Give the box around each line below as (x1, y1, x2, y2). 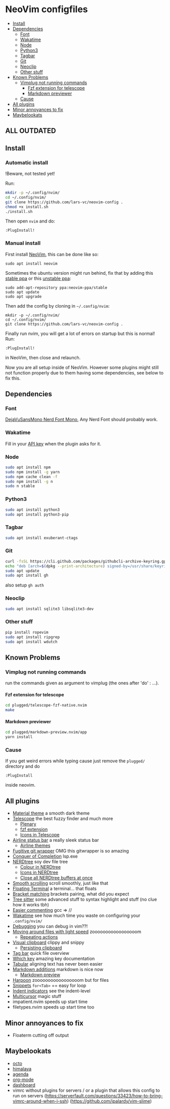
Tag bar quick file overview (12, 950, 69, 956)
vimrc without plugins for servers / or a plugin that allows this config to (12, 1087, 160, 1093)
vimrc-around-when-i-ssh (12, 1098, 67, 1104)
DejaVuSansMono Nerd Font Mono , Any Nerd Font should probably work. (5, 417, 158, 423)
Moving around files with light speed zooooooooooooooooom (12, 929, 142, 935)
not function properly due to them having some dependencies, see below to (5, 369, 163, 376)
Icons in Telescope (20, 832, 60, 838)
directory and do (5, 763, 40, 769)
